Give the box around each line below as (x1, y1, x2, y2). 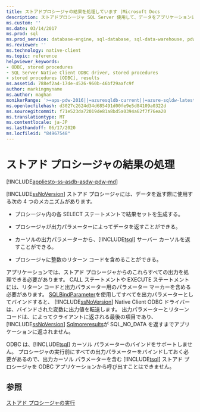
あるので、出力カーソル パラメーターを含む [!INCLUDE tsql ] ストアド (16, 355, 183, 363)
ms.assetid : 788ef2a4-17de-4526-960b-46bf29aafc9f (6, 81, 135, 87)
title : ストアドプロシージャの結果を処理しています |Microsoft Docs (6, 8, 161, 15)
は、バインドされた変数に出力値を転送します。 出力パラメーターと (6, 305, 169, 313)
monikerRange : (6, 97, 42, 103)
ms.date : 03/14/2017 (6, 25, 58, 32)
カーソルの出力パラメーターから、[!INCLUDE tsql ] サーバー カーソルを (14, 236, 186, 243)
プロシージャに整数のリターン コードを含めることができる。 (14, 255, 162, 263)
